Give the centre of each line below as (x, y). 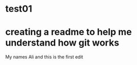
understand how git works (62, 43)
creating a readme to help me (68, 32)
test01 (19, 9)
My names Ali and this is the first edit (44, 57)
